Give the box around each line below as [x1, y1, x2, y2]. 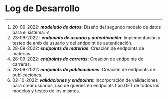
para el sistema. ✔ [12, 29, 50, 35]
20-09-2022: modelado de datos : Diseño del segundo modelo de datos [12, 24, 161, 30]
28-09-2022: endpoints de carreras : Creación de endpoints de [12, 56, 144, 62]
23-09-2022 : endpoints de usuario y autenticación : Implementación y [12, 34, 161, 40]
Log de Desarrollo [5, 3, 80, 14]
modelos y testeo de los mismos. [12, 88, 80, 94]
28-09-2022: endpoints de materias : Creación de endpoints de [12, 45, 144, 51]
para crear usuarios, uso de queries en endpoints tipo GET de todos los [12, 82, 160, 88]
